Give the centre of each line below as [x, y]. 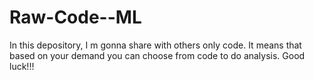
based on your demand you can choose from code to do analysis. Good [157, 55]
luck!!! [22, 66]
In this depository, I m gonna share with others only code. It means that [155, 45]
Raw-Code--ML [75, 17]
